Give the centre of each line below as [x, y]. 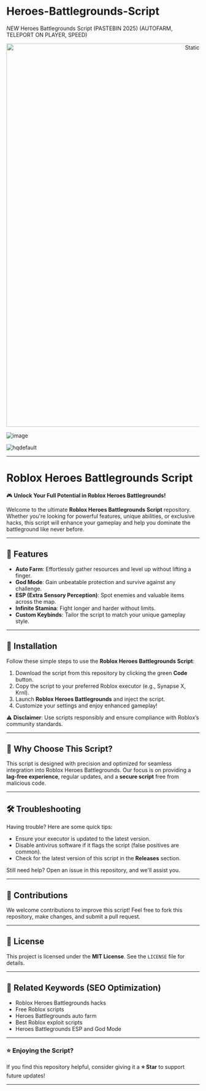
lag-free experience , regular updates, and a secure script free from [93, 777]
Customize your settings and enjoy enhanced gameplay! [86, 705]
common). [28, 852]
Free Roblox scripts [40, 1009]
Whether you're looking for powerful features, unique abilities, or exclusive [101, 516]
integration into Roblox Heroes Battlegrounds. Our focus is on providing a [99, 770]
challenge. [28, 588]
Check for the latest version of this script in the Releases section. [98, 858]
